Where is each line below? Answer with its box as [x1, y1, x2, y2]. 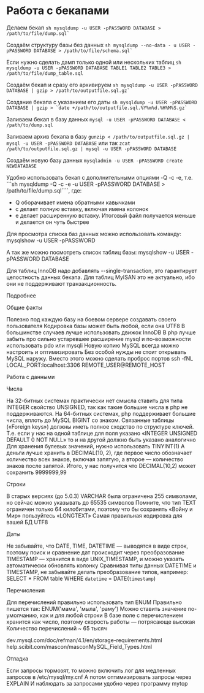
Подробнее [6, 292, 37, 299]
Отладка [6, 654, 29, 662]
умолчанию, [6, 611, 39, 619]
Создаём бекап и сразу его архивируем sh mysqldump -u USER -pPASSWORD [6, 81, 198, 88]
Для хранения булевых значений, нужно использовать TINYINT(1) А [6, 442, 185, 450]
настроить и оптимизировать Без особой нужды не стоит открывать [6, 348, 187, 356]
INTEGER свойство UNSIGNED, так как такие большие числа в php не [6, 403, 188, 411]
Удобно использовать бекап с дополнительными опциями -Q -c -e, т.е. [6, 174, 193, 181]
